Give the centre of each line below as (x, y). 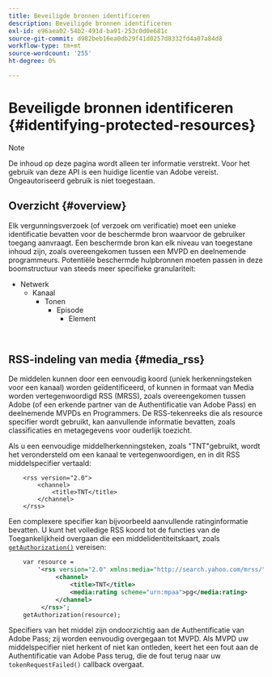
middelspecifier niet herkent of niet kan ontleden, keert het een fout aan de (134, 647)
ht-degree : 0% (32, 61)
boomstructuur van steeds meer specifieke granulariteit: (102, 269)
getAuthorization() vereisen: (57, 548)
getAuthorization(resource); (72, 615)
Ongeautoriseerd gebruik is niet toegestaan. (82, 180)
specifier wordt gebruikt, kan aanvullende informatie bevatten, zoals (122, 422)
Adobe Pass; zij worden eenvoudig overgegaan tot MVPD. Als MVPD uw (128, 639)
